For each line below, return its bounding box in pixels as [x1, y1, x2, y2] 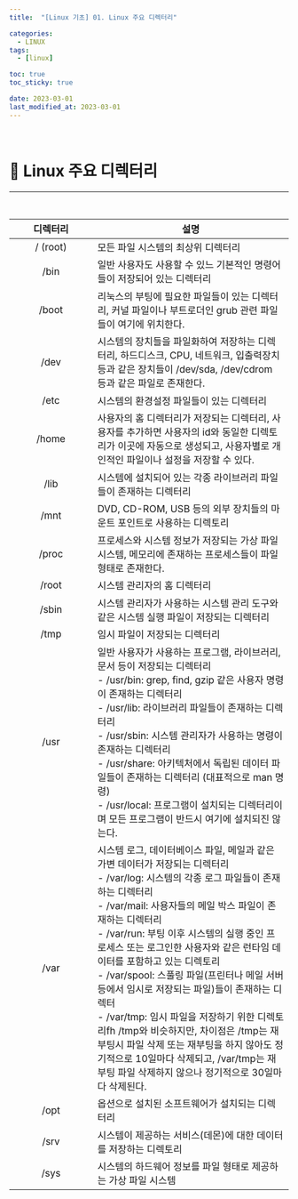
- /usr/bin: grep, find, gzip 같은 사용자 [97, 673, 264, 686]
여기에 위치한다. [117, 318, 185, 330]
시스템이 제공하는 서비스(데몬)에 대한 [97, 1129, 255, 1141]
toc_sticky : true [9, 78, 74, 87]
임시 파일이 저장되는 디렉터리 [97, 628, 221, 641]
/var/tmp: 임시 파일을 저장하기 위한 [106, 1010, 255, 1023]
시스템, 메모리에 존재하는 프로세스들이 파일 [97, 548, 279, 560]
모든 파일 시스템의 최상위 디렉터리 [97, 241, 241, 253]
